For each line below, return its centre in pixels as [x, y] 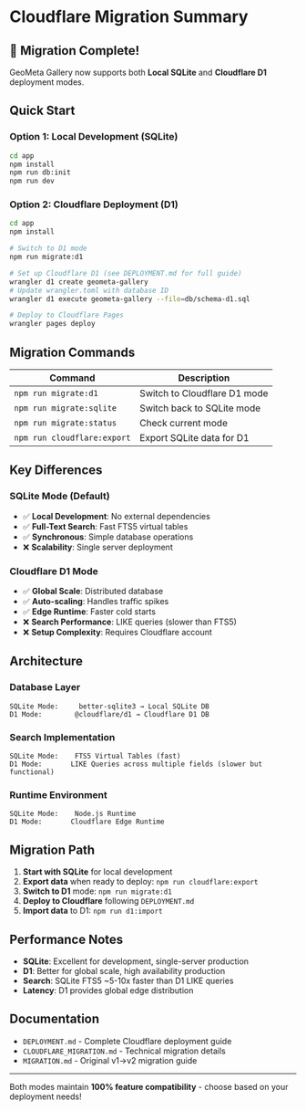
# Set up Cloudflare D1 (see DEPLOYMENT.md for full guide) [126, 273]
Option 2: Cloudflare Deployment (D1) [94, 204]
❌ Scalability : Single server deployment [97, 547]
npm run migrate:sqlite [66, 409]
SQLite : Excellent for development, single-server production [135, 961]
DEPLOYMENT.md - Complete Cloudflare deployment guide [127, 1041]
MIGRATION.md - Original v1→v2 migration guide [110, 1060]
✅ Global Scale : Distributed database [93, 592]
